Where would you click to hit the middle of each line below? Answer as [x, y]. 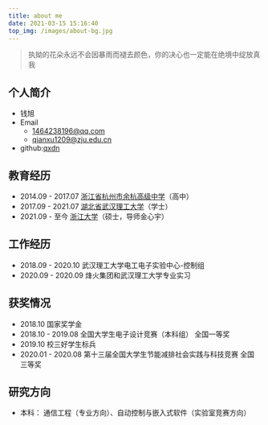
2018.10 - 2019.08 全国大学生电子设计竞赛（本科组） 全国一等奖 [125, 334]
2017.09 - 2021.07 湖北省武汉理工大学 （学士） [96, 206]
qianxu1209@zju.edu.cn [72, 140]
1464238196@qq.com [69, 131]
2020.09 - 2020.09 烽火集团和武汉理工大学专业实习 [105, 275]
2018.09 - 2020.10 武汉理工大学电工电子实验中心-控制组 [112, 265]
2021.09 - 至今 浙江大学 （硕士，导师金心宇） [94, 217]
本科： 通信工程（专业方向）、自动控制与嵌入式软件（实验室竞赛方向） [135, 413]
